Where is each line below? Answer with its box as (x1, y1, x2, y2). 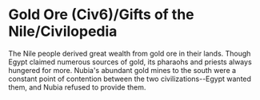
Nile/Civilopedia (8, 22, 118, 40)
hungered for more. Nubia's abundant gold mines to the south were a (8, 65, 237, 75)
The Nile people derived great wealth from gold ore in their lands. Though (8, 48, 251, 58)
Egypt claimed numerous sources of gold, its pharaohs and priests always (8, 57, 252, 67)
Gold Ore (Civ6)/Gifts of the (8, 6, 194, 24)
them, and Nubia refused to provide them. (8, 82, 146, 92)
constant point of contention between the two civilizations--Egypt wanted (8, 74, 252, 83)
